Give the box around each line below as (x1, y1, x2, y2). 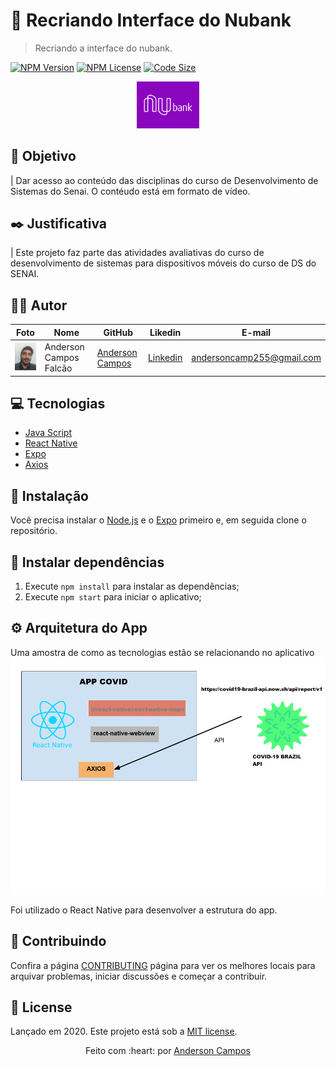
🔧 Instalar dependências (10, 554, 165, 571)
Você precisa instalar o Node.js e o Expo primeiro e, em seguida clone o (10, 514, 307, 526)
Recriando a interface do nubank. (34, 42, 173, 54)
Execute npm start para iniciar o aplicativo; (24, 590, 202, 603)
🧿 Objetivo (10, 148, 77, 165)
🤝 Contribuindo (10, 933, 107, 950)
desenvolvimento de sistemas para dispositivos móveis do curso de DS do (10, 257, 317, 269)
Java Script (24, 427, 72, 439)
